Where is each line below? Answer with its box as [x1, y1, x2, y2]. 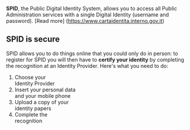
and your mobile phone [14, 92, 71, 99]
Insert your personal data [14, 86, 76, 93]
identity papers [14, 105, 52, 112]
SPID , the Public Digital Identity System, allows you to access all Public [6, 5, 177, 12]
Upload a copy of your [14, 98, 69, 105]
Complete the [14, 111, 48, 118]
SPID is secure [6, 35, 60, 45]
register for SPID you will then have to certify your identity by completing [6, 56, 185, 63]
